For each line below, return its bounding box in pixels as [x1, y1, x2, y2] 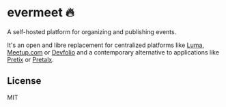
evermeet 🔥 [7, 5, 75, 20]
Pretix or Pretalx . [7, 55, 55, 63]
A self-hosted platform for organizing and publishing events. [7, 27, 177, 35]
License [7, 75, 42, 87]
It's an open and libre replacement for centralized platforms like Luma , [7, 41, 205, 49]
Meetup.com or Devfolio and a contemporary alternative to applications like [7, 48, 220, 56]
